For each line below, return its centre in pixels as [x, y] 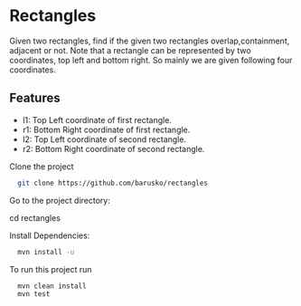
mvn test [34, 294]
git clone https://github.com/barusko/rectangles [113, 183]
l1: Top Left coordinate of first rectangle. [97, 120]
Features [35, 98]
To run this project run [51, 269]
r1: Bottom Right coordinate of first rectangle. [106, 129]
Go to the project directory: [60, 200]
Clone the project [42, 166]
